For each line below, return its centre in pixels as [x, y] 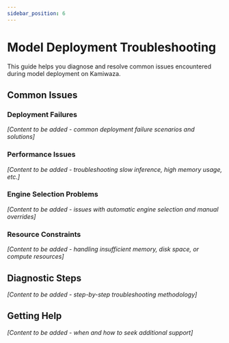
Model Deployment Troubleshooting [112, 47]
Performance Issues [42, 155]
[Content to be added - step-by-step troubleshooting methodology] [102, 294]
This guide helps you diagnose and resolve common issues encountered [109, 66]
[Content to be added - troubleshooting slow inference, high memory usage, [115, 169]
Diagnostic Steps [44, 278]
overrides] [22, 216]
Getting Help [35, 316]
